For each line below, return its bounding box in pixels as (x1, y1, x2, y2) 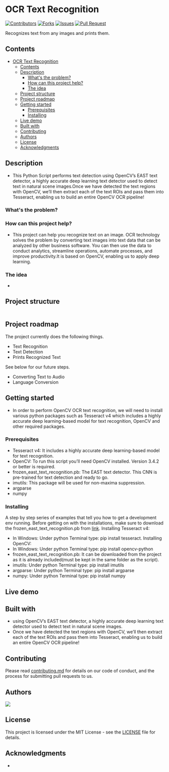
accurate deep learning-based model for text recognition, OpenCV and (12, 418, 160, 424)
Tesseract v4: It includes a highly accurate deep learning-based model (12, 447, 160, 454)
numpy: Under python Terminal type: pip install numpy (12, 573, 126, 579)
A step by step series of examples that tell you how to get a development (5, 515, 157, 521)
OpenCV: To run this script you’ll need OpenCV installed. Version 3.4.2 (12, 458, 159, 464)
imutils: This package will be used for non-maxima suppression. (12, 479, 145, 485)
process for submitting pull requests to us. (5, 673, 93, 679)
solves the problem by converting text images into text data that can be (12, 237, 161, 243)
